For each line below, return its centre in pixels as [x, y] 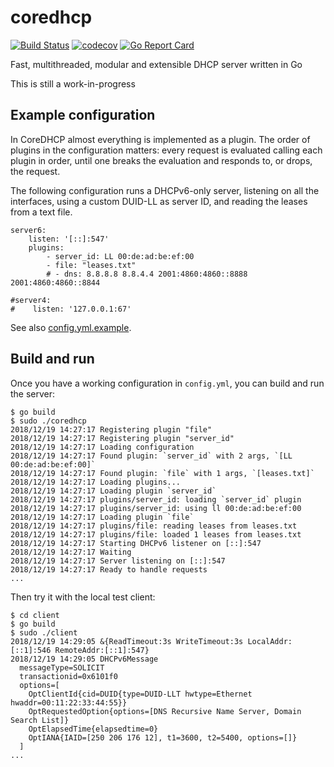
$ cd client [35, 615]
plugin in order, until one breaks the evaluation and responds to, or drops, [161, 160]
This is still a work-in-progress [73, 83]
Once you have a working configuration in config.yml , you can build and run [167, 383]
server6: [28, 230]
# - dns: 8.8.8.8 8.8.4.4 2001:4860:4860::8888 [147, 274]
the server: [33, 393]
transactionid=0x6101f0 [68, 676]
